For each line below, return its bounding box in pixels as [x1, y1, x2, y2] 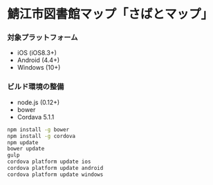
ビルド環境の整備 [7, 82, 64, 92]
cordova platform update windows [7, 171, 104, 178]
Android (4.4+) [17, 56, 60, 64]
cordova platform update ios [7, 158, 91, 166]
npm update [7, 139, 39, 146]
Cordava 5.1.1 [17, 113, 55, 121]
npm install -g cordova [7, 133, 76, 139]
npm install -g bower [7, 126, 70, 133]
